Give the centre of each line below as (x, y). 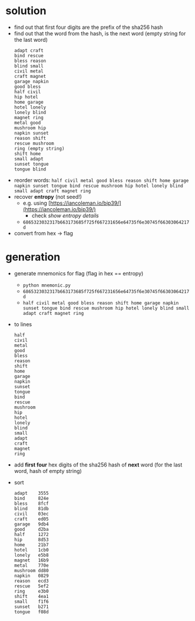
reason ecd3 (31, 581)
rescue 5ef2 (31, 586)
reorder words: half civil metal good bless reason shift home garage (101, 180)
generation (33, 257)
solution (26, 11)
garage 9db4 (31, 524)
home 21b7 (31, 545)
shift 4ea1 (31, 596)
